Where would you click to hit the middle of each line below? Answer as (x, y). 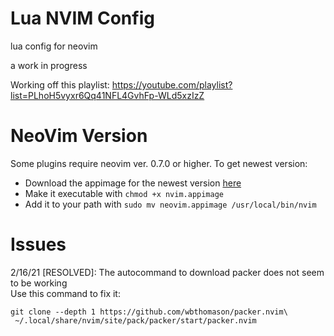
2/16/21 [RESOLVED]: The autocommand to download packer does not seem (167, 272)
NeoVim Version (79, 136)
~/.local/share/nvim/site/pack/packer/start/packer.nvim (135, 320)
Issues (38, 244)
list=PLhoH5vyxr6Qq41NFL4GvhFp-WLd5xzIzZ (107, 95)
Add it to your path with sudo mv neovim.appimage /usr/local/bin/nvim (170, 204)
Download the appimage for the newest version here (133, 183)
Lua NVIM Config (82, 18)
